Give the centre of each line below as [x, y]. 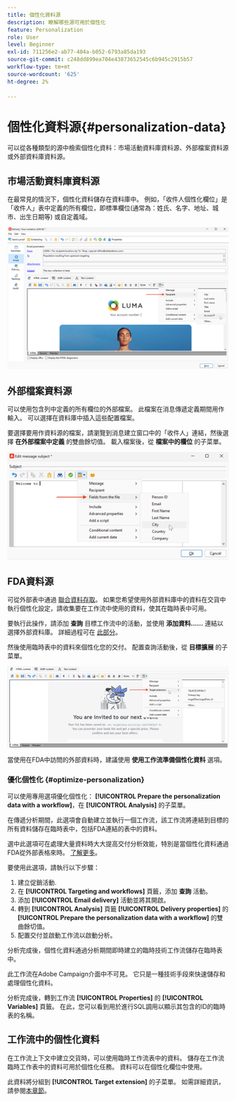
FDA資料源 [31, 581]
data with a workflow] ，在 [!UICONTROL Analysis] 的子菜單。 [98, 805]
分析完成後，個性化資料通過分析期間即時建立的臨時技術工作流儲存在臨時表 [115, 950]
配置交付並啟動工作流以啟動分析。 [67, 936]
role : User [23, 37]
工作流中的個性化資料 [53, 1039]
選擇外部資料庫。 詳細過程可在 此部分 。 [64, 632]
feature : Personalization [45, 30]
